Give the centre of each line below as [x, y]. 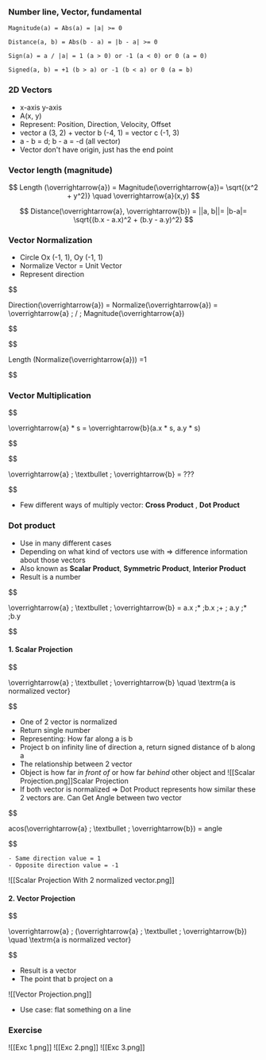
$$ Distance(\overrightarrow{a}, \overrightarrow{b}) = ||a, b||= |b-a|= [133, 211]
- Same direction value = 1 [55, 858]
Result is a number [50, 576]
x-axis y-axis [40, 107]
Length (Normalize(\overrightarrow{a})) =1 [77, 360]
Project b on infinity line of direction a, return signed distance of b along [137, 747]
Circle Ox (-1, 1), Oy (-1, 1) [61, 257]
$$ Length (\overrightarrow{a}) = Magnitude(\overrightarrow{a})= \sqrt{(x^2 [133, 187]
